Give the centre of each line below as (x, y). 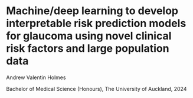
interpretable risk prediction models (96, 23)
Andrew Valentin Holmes (36, 77)
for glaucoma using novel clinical (89, 36)
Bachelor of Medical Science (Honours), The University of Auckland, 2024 (97, 89)
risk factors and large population (88, 49)
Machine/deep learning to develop (92, 11)
